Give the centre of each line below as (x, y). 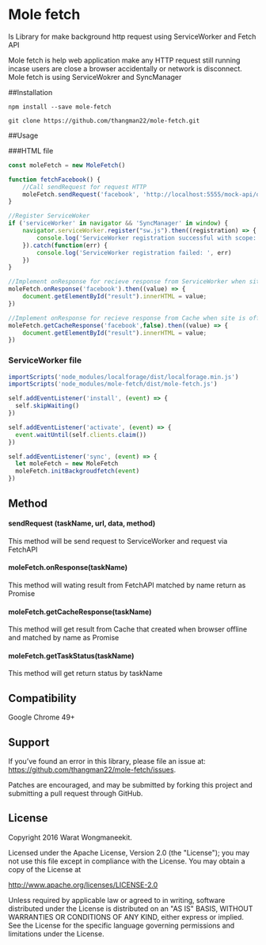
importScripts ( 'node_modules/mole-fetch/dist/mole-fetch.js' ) (113, 384)
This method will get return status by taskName (85, 674)
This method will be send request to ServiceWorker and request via (118, 541)
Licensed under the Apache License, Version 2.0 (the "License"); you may (129, 852)
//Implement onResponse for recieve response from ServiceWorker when (127, 282)
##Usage (23, 135)
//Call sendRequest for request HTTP (85, 187)
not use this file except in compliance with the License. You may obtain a (127, 861)
